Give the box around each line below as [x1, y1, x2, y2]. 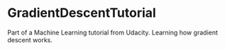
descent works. [7, 35, 53, 44]
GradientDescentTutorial [7, 5, 156, 21]
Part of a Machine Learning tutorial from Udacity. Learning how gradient [7, 28, 219, 37]
